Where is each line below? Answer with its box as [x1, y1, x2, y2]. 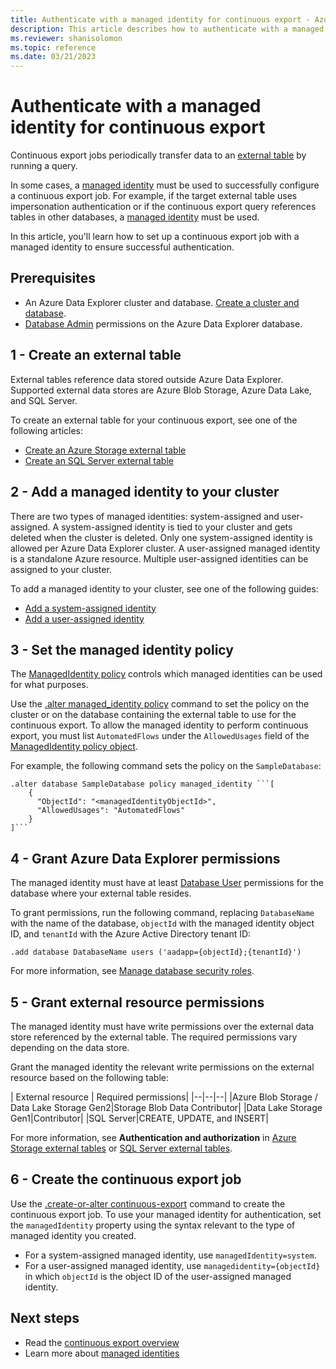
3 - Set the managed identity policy [10, 641, 234, 658]
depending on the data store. [10, 1041, 130, 1053]
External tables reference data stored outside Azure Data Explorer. [10, 373, 284, 385]
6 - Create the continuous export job [10, 1171, 242, 1188]
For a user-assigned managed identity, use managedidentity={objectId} [24, 1259, 321, 1271]
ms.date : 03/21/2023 [10, 52, 97, 62]
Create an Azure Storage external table [24, 444, 187, 456]
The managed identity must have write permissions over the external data [10, 1020, 315, 1032]
